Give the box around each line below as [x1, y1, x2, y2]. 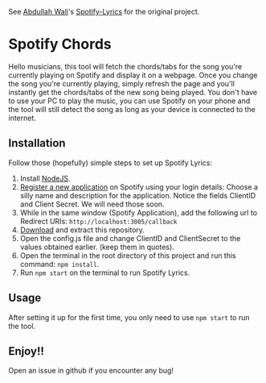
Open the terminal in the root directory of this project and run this [19, 250, 237, 260]
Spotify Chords [8, 35, 112, 53]
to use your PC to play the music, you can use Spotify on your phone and [8, 96, 251, 106]
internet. [8, 113, 36, 123]
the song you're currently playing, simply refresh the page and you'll [8, 78, 235, 88]
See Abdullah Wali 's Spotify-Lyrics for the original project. [8, 7, 200, 16]
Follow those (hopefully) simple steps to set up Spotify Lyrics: [8, 157, 213, 168]
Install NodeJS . [19, 173, 71, 183]
